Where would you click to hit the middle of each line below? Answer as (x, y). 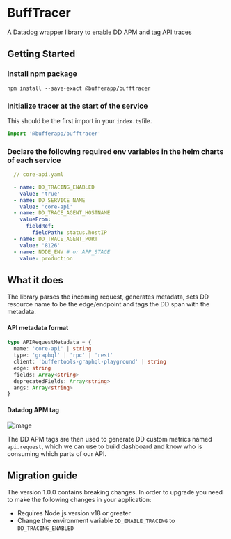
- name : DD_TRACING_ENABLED (54, 187)
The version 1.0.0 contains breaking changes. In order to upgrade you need (115, 492)
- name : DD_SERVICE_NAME (49, 200)
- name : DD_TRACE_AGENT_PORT (56, 239)
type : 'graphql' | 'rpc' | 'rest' (63, 356)
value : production (46, 258)
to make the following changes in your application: (79, 500)
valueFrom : (35, 220)
